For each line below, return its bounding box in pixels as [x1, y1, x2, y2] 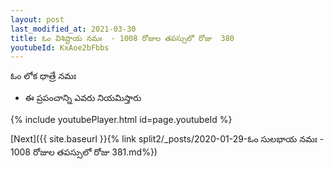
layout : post [10, 14, 65, 25]
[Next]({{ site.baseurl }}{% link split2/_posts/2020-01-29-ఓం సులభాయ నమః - [10, 133, 325, 145]
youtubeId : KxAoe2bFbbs [10, 42, 110, 53]
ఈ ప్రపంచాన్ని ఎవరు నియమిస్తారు [24, 92, 142, 104]
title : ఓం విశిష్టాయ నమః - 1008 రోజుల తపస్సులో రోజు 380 [10, 33, 235, 43]
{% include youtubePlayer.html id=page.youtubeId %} [10, 114, 233, 126]
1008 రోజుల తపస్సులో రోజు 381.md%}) [10, 146, 158, 158]
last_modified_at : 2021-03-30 [10, 24, 137, 34]
